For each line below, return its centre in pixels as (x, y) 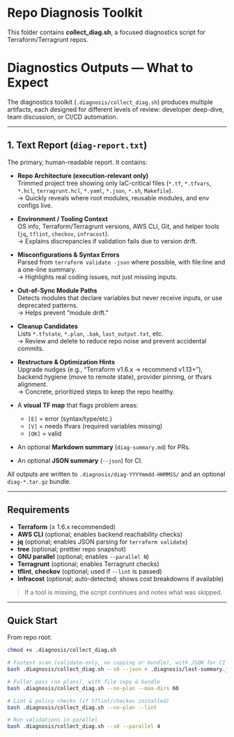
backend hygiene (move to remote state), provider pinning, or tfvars (115, 377)
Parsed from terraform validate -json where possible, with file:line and (121, 262)
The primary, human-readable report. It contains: (77, 162)
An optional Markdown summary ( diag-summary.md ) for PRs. (104, 447)
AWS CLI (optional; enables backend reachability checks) (100, 534)
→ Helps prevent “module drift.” (63, 313)
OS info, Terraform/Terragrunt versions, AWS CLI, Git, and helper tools (118, 226)
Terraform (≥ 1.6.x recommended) (67, 527)
